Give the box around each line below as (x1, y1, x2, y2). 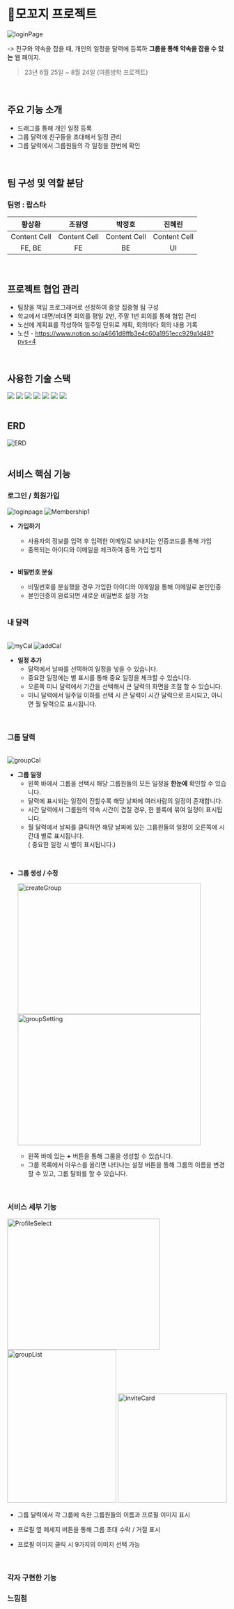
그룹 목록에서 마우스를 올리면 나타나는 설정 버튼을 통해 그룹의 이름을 (27, 1161, 212, 1169)
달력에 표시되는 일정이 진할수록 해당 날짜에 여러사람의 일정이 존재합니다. (27, 797, 224, 805)
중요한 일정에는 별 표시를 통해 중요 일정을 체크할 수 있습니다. (27, 673, 192, 681)
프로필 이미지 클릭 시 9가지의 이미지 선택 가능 (17, 1541, 141, 1549)
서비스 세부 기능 (7, 1202, 57, 1212)
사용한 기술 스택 (7, 373, 71, 384)
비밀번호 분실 (17, 568, 54, 576)
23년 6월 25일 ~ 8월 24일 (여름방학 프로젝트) (24, 68, 148, 76)
